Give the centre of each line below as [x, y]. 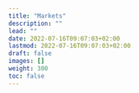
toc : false [27, 76]
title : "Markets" [37, 16]
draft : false [30, 53]
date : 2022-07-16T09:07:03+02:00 [64, 38]
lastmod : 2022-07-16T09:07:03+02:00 [69, 46]
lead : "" [23, 31]
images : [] [27, 61]
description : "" [35, 23]
